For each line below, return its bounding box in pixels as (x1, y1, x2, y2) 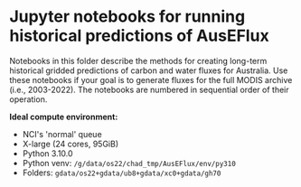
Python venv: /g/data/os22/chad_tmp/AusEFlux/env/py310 (22, 157, 237, 168)
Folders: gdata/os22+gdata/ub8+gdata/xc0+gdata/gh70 (22, 167, 221, 178)
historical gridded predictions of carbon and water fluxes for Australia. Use (9, 65, 288, 76)
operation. (9, 93, 48, 105)
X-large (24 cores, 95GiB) (22, 138, 119, 149)
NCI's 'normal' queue (22, 128, 102, 139)
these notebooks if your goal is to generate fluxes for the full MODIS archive (9, 74, 293, 85)
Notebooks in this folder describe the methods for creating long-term (9, 55, 268, 66)
